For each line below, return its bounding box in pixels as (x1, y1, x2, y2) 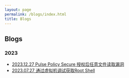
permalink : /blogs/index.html (4, 12, 67, 17)
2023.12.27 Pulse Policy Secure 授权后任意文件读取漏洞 (11, 61, 124, 67)
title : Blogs (4, 16, 32, 21)
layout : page (4, 7, 32, 12)
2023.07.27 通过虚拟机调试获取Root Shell (11, 68, 96, 74)
